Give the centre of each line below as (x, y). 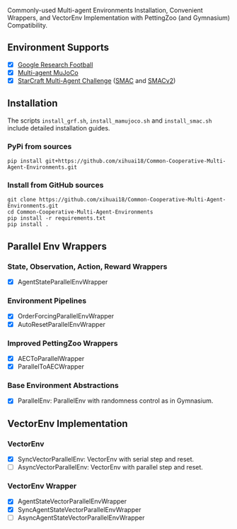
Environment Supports (58, 48)
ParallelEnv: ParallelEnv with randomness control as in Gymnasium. (115, 401)
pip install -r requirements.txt (57, 218)
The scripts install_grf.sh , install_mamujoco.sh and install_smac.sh (110, 121)
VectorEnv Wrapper (42, 486)
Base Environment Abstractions (63, 385)
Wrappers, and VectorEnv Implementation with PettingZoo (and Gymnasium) (119, 18)
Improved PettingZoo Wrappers (63, 343)
